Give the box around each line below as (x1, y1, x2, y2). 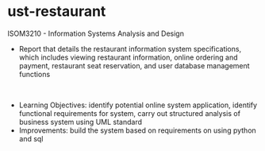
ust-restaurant (7, 2, 106, 21)
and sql (18, 134, 44, 143)
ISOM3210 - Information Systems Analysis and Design (7, 29, 184, 38)
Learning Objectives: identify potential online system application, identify (18, 100, 258, 110)
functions (18, 69, 51, 79)
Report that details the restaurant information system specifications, (18, 44, 242, 53)
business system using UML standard (18, 117, 143, 126)
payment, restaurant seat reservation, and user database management (18, 60, 251, 70)
